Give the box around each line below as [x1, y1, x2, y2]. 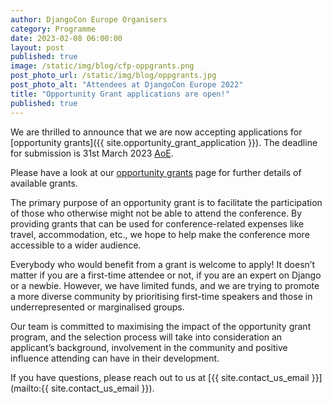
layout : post [10, 42, 65, 53]
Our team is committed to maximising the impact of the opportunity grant [10, 320, 312, 332]
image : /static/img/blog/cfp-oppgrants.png [10, 61, 195, 71]
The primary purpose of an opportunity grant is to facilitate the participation [10, 196, 323, 208]
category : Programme [10, 24, 97, 34]
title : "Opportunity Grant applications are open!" [10, 89, 230, 99]
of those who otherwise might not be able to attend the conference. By [10, 207, 303, 219]
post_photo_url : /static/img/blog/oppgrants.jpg [10, 71, 217, 81]
